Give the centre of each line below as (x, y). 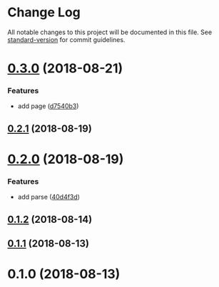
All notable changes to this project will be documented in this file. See (110, 32)
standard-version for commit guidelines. (66, 39)
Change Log (44, 12)
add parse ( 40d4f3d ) (49, 197)
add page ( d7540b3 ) (48, 106)
